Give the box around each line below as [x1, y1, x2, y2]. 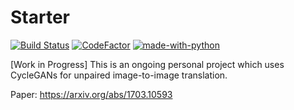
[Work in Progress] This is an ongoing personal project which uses [10, 58, 285, 70]
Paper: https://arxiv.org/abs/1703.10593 [10, 88, 173, 100]
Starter [10, 6, 70, 29]
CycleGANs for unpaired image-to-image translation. [10, 69, 228, 81]
